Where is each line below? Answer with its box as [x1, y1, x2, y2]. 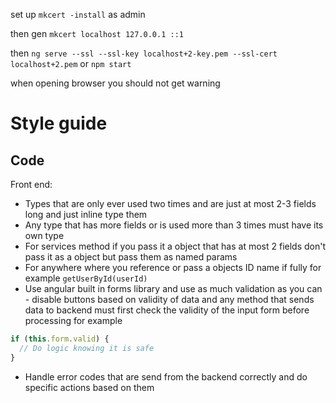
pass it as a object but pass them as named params [24, 251, 238, 263]
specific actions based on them [24, 381, 155, 393]
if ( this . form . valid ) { [10, 334, 110, 344]
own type [24, 230, 65, 241]
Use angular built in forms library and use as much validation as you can [24, 283, 323, 294]
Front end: [10, 179, 53, 190]
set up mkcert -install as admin [10, 9, 146, 20]
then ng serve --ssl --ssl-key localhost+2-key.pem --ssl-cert [10, 47, 278, 59]
